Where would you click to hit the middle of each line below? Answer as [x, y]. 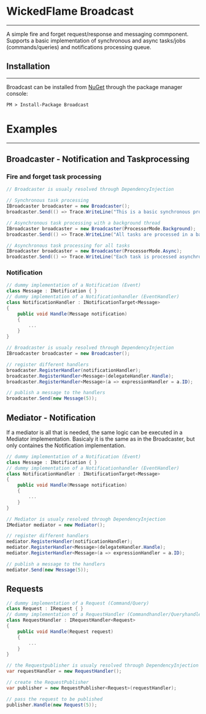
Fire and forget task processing [54, 177]
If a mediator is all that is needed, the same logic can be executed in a [94, 432]
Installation [28, 67]
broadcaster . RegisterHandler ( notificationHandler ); [74, 370]
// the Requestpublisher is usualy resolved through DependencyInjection [103, 665]
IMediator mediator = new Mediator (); [56, 525]
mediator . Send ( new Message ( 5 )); [48, 570]
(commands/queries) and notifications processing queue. [79, 47]
